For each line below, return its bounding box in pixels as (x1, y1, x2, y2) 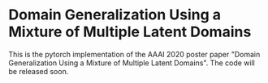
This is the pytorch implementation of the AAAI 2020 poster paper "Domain (8, 49, 261, 59)
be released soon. (8, 66, 69, 76)
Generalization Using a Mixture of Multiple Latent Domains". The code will (8, 58, 256, 68)
